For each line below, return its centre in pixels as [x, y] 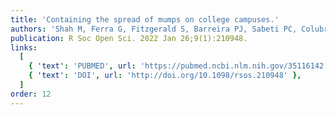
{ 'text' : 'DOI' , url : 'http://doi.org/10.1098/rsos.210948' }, [165, 76]
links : [24, 47]
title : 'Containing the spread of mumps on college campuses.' [145, 19]
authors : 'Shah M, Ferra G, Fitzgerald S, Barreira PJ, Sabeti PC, [154, 29]
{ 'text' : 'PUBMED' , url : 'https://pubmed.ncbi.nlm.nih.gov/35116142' [178, 66]
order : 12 [31, 94]
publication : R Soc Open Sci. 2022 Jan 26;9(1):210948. [129, 38]
